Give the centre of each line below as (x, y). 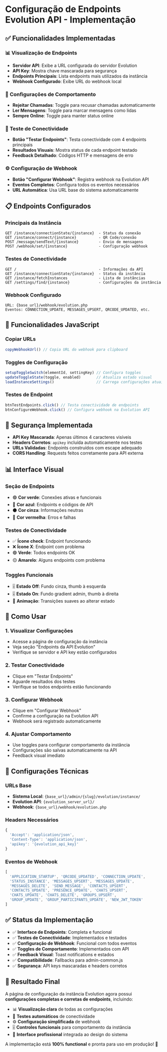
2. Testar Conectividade (35, 665)
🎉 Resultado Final (33, 982)
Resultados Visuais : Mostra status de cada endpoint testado (75, 150)
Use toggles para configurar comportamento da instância (71, 745)
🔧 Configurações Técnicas (47, 771)
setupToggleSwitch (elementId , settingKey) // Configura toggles (73, 372)
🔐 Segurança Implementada (49, 425)
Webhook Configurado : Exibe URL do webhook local (67, 81)
